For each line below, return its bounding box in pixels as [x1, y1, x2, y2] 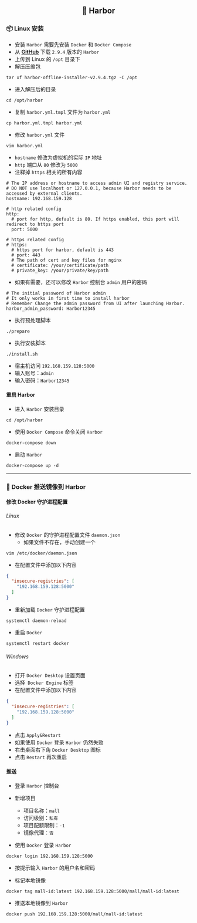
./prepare [6, 328, 30, 334]
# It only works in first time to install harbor [6, 295, 130, 301]
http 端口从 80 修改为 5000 [14, 161, 78, 168]
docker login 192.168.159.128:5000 [6, 853, 93, 859]
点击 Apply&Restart [14, 731, 61, 738]
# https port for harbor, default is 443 [11, 247, 114, 253]
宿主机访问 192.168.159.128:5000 [14, 362, 95, 369]
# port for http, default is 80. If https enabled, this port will [11, 216, 180, 222]
